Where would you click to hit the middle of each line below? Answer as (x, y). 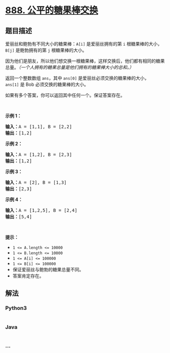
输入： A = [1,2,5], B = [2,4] (41, 210)
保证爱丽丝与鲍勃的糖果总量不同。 (48, 270)
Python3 (16, 308)
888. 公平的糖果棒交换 (52, 10)
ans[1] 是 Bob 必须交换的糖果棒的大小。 (47, 84)
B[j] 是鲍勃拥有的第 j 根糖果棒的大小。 (46, 50)
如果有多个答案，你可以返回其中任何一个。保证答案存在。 (65, 95)
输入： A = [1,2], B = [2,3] (39, 154)
